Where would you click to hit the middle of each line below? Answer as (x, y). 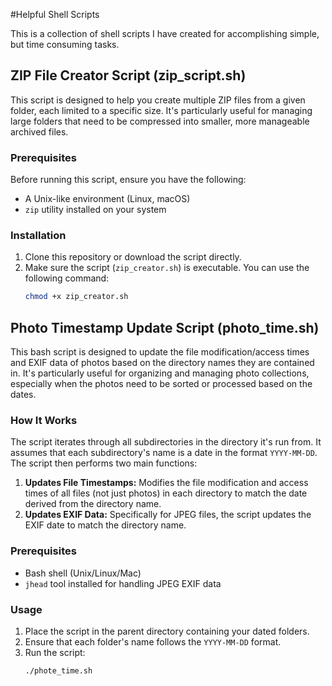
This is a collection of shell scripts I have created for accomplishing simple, (165, 33)
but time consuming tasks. (65, 44)
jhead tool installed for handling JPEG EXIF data (123, 583)
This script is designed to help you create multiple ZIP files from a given (158, 100)
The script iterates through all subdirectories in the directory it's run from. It (166, 442)
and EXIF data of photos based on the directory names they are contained (162, 363)
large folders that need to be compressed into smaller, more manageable (160, 121)
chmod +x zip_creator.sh (76, 297)
